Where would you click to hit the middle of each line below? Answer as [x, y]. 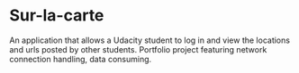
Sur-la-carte [57, 16]
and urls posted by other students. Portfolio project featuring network [138, 49]
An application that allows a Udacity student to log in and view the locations [150, 40]
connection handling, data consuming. [81, 59]
